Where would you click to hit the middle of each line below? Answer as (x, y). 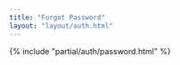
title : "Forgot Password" (57, 17)
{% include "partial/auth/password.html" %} (90, 51)
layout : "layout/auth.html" (61, 26)
